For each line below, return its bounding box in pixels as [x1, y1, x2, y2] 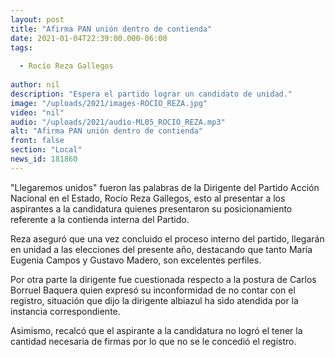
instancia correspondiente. [10, 305, 121, 317]
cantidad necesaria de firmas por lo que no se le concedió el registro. [10, 335, 297, 347]
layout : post [10, 14, 65, 25]
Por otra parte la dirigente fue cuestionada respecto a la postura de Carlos [10, 273, 317, 285]
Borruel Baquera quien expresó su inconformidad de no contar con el [10, 284, 296, 296]
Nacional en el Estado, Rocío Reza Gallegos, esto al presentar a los [10, 192, 286, 204]
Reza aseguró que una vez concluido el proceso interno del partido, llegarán [10, 232, 325, 245]
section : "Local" [10, 145, 83, 155]
